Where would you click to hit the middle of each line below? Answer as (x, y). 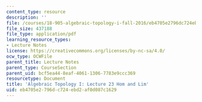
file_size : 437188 (29, 28)
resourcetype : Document (36, 79)
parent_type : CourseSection (41, 67)
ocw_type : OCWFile (29, 56)
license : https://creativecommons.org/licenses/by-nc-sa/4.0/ (86, 51)
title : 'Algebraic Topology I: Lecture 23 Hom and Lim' (78, 85)
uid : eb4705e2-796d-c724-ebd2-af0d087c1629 (62, 90)
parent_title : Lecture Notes (43, 62)
